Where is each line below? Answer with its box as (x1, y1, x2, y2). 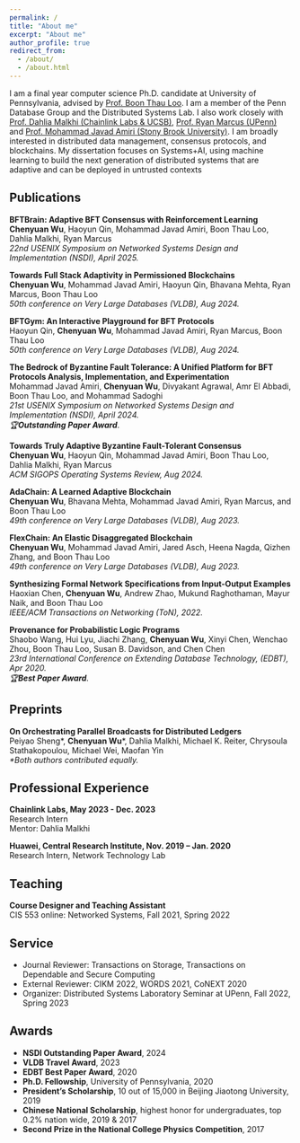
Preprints (9, 702, 63, 717)
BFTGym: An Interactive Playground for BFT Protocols (9, 315, 215, 326)
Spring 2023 (22, 998, 69, 1008)
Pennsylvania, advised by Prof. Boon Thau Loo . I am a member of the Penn (9, 97, 287, 108)
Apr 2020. (9, 662, 47, 673)
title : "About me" (9, 22, 78, 31)
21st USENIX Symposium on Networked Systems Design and (9, 400, 234, 410)
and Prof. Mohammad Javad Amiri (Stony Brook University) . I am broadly (9, 126, 278, 136)
